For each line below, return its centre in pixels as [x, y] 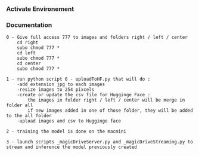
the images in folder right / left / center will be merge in [106, 100]
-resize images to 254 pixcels [56, 90]
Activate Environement [40, 9]
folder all [20, 105]
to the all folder [29, 116]
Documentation [29, 25]
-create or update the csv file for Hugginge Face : [84, 95]
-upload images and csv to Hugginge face [69, 121]
